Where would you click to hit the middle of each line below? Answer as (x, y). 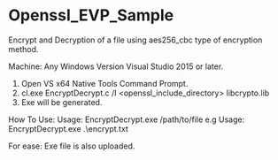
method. (23, 49)
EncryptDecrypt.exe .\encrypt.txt (69, 128)
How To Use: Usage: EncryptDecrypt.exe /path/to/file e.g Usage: (127, 119)
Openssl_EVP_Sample (91, 15)
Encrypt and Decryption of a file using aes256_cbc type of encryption (135, 40)
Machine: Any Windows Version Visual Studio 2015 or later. (116, 66)
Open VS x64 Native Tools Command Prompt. (104, 83)
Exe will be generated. (62, 102)
